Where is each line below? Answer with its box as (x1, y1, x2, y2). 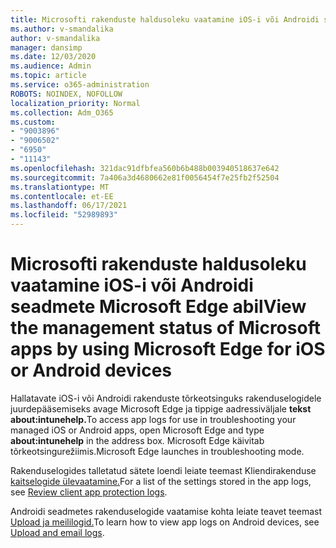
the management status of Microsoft (10, 317, 321, 340)
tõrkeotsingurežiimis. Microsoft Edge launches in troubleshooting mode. (10, 445, 305, 457)
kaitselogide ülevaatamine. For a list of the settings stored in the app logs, (10, 475, 312, 487)
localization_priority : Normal (10, 98, 141, 108)
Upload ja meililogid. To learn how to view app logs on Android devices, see (10, 516, 320, 528)
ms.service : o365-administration (10, 80, 150, 90)
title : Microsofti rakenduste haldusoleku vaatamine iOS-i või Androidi (10, 14, 320, 25)
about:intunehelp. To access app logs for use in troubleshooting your (10, 413, 297, 425)
